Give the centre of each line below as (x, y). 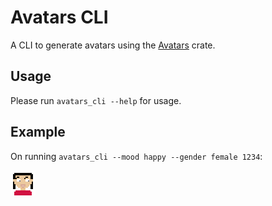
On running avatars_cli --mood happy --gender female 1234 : (136, 156)
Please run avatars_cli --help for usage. (96, 100)
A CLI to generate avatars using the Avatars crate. (113, 45)
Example (38, 132)
